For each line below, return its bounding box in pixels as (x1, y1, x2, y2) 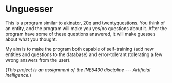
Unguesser (5, 3, 54, 15)
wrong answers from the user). (5, 57, 71, 63)
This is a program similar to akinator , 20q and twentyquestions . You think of (5, 20, 165, 26)
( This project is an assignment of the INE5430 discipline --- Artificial (5, 67, 151, 73)
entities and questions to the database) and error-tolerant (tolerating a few (5, 51, 163, 58)
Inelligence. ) (5, 72, 32, 78)
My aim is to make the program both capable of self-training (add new (5, 46, 154, 52)
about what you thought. (5, 36, 58, 42)
